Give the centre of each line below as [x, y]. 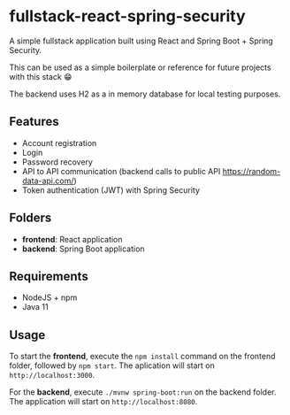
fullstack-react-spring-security [127, 16]
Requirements [49, 276]
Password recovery [57, 162]
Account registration [59, 142]
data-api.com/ [48, 181]
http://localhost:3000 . [52, 375]
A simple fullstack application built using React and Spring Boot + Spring [141, 41]
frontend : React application [72, 239]
